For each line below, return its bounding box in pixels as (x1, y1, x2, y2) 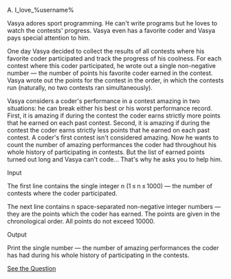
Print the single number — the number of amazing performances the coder (7, 244, 219, 252)
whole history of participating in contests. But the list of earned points (7, 148, 205, 156)
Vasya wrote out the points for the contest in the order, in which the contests (7, 76, 224, 85)
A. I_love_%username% (7, 6, 74, 14)
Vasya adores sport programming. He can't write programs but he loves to (7, 19, 218, 27)
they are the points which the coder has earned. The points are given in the (7, 210, 221, 218)
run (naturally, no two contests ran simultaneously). (7, 84, 153, 91)
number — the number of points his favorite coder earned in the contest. (7, 69, 213, 77)
